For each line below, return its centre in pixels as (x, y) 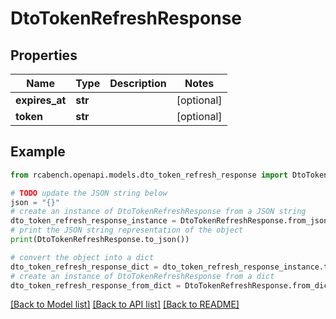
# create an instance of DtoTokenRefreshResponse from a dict (142, 276)
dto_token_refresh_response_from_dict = (96, 285)
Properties (44, 55)
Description (138, 83)
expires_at (41, 100)
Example (38, 152)
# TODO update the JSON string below (89, 193)
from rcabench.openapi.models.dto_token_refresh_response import (149, 175)
